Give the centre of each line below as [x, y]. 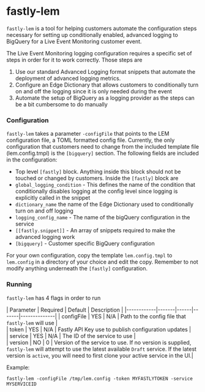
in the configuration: [32, 160]
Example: [18, 367]
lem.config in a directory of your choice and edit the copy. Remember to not [102, 262]
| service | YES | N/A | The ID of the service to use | [71, 335]
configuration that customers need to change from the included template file [103, 147]
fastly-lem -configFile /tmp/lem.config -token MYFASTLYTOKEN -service [99, 378]
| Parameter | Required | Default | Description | [65, 310]
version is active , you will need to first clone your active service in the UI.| [100, 355]
